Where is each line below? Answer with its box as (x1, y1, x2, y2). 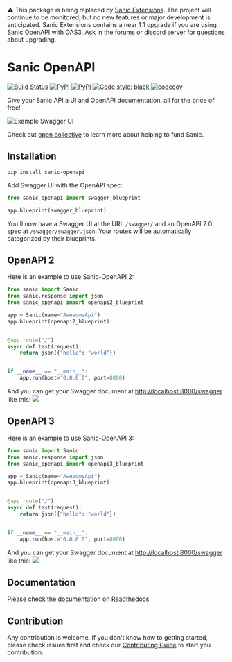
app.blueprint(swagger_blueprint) (7, 207, 107, 214)
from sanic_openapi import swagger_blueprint (7, 194, 141, 201)
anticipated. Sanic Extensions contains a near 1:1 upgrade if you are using (7, 21, 217, 28)
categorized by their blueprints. (7, 234, 97, 242)
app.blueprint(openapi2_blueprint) (7, 318, 110, 325)
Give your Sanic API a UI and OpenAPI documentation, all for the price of (7, 96, 215, 104)
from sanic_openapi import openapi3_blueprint (7, 460, 144, 467)
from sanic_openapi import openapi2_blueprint (7, 299, 144, 306)
